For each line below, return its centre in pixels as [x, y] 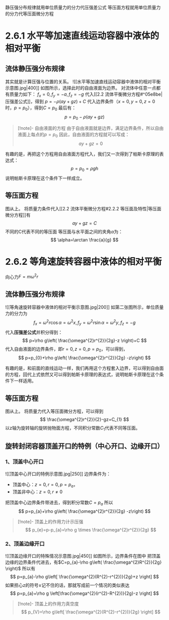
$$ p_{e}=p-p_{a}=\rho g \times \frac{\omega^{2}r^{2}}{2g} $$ [91, 530]
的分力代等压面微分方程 [29, 14]
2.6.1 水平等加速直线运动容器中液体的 [82, 36]
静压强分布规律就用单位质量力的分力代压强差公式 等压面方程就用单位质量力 [83, 7]
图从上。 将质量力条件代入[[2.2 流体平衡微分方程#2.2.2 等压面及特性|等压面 [83, 208]
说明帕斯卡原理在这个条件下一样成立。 [45, 178]
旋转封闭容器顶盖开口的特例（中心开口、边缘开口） [84, 446]
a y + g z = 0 [91, 144]
